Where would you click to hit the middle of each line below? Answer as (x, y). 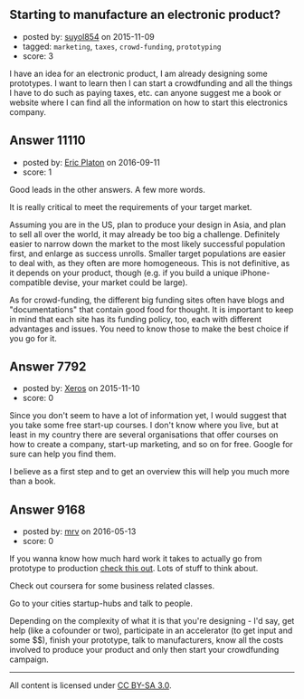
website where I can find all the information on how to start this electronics (148, 102)
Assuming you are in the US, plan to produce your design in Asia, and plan (148, 225)
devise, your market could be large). (120, 282)
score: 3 (38, 56)
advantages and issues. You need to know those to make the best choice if (149, 329)
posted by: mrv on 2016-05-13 (79, 531)
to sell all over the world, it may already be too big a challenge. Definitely (145, 234)
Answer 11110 (47, 141)
